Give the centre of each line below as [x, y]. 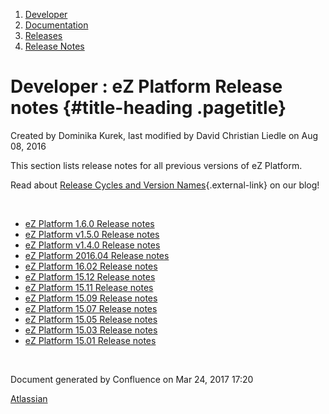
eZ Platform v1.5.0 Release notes [92, 234]
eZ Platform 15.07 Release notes [91, 308]
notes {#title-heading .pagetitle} [148, 108]
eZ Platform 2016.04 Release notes [97, 255]
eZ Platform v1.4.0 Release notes [92, 245]
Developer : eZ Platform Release [146, 86]
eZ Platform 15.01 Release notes [90, 340]
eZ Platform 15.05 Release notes [91, 319]
